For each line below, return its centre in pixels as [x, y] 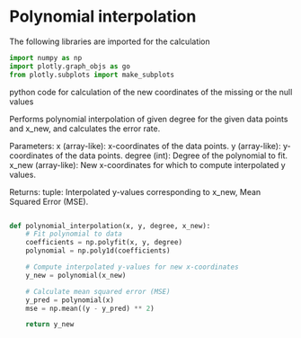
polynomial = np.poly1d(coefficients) [98, 251]
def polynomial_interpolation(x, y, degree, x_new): [110, 226]
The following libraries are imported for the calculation [110, 41]
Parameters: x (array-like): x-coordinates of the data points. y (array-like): [145, 146]
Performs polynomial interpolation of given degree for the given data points [149, 119]
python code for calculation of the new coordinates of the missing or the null [151, 92]
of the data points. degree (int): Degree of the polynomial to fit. [172, 156]
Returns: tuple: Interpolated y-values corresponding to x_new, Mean [135, 191]
